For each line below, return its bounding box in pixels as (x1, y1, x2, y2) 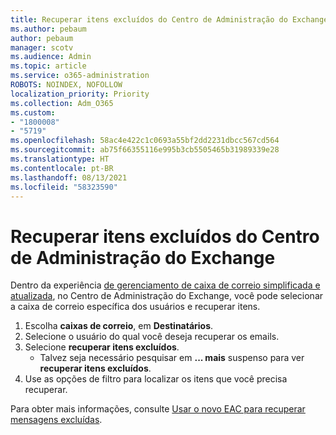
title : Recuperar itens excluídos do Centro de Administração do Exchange (10, 14, 329, 25)
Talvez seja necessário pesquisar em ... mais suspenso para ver (39, 352, 305, 364)
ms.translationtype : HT (10, 154, 110, 164)
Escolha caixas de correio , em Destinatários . (24, 320, 214, 332)
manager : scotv (10, 42, 74, 53)
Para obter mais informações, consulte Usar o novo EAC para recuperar (10, 403, 306, 415)
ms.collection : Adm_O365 (10, 98, 114, 108)
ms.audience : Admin (10, 52, 92, 62)
